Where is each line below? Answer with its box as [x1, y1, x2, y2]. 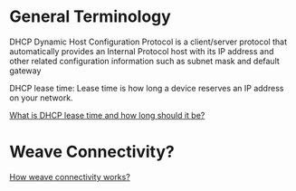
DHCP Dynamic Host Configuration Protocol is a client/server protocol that [9, 36, 288, 47]
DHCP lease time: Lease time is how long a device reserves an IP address [9, 82, 284, 93]
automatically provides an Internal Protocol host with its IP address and [9, 45, 274, 56]
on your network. [9, 92, 74, 103]
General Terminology [9, 6, 172, 27]
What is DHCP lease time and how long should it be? [9, 110, 205, 120]
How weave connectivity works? [9, 171, 131, 182]
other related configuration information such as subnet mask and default [9, 55, 281, 66]
